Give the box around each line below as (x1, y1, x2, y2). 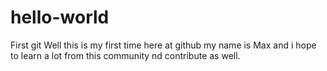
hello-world (10, 6, 110, 29)
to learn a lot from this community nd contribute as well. (10, 49, 241, 61)
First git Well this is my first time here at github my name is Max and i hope (10, 39, 317, 51)
